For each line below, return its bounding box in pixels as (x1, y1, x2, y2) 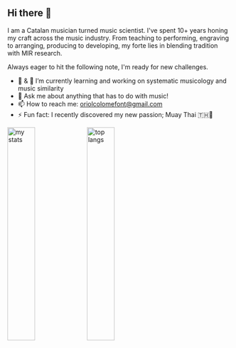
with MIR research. (7, 48, 63, 57)
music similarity (17, 83, 64, 93)
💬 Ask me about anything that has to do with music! (17, 91, 168, 100)
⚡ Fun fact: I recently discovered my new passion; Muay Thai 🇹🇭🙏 (17, 110, 213, 118)
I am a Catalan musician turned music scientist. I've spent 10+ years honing (7, 26, 228, 34)
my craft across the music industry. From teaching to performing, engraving (7, 34, 230, 42)
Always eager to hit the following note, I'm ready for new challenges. (7, 62, 208, 71)
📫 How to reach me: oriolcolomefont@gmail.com (17, 99, 163, 108)
